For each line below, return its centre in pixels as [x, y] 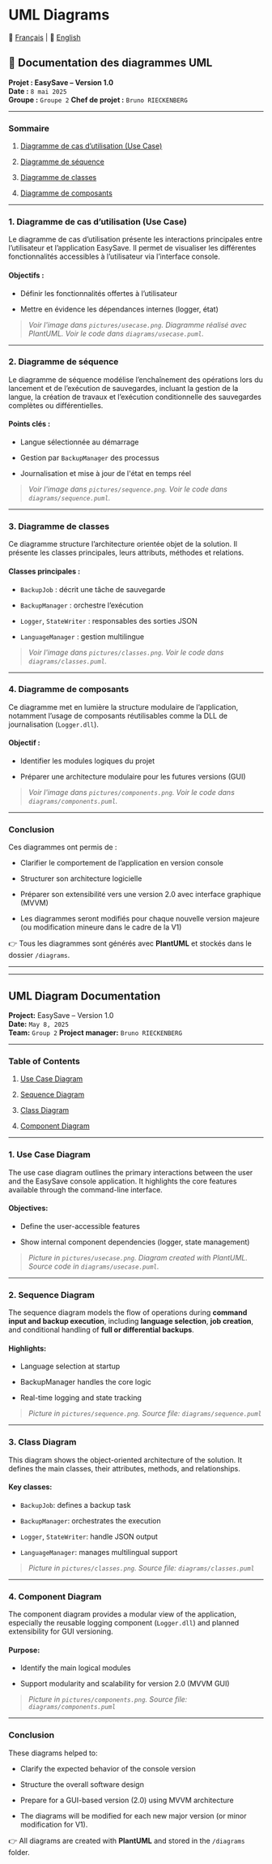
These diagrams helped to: [53, 1753]
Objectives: [28, 1208]
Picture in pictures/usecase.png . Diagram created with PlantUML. [138, 1257]
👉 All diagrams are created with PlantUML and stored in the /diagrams [127, 1840]
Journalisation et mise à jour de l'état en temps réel [106, 474]
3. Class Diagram [42, 1442]
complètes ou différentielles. [56, 405]
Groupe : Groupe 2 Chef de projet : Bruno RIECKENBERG [98, 100]
